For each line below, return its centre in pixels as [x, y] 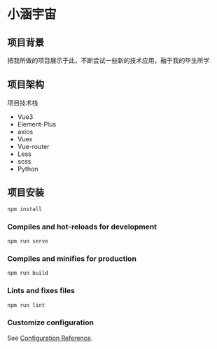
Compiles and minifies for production [72, 258]
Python [28, 169]
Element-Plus [37, 124]
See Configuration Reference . [50, 338]
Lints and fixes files [41, 291]
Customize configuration [51, 322]
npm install [24, 209]
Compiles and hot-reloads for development [82, 227]
